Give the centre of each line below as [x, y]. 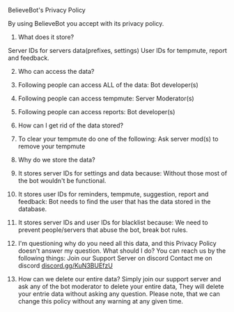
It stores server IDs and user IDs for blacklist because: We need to [113, 223]
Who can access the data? [56, 71]
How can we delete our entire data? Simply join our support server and [119, 279]
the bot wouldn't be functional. [62, 181]
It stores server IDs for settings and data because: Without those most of [123, 173]
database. [32, 209]
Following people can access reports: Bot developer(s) [96, 112]
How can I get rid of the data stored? [71, 125]
